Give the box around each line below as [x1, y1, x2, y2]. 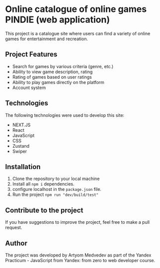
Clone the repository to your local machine [12, 176, 100, 182]
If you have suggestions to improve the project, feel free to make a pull [5, 219, 150, 225]
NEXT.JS [12, 122, 31, 128]
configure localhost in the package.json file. [12, 186, 102, 192]
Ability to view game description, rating [12, 69, 93, 75]
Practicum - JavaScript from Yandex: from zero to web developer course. [5, 258, 156, 263]
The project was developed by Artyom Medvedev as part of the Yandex [5, 252, 152, 258]
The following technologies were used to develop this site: [5, 112, 125, 118]
